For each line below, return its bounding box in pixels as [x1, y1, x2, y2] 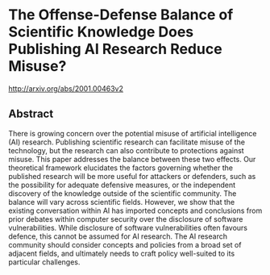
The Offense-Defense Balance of [8, 6, 234, 24]
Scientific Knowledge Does [8, 23, 194, 41]
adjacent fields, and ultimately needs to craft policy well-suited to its [8, 248, 235, 258]
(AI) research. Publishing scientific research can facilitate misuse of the [8, 137, 246, 147]
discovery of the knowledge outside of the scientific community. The [8, 188, 237, 198]
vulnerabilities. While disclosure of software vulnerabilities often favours [8, 223, 248, 232]
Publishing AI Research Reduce [8, 40, 223, 58]
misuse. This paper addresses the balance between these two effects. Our [8, 154, 256, 164]
